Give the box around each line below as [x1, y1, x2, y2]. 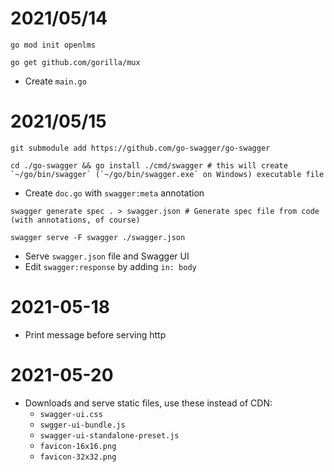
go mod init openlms [10, 40, 97, 50]
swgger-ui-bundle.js [39, 420, 126, 430]
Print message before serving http [24, 328, 167, 341]
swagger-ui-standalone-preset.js [39, 430, 180, 441]
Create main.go [24, 75, 87, 87]
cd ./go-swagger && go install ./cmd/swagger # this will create [10, 160, 288, 171]
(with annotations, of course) [10, 215, 141, 225]
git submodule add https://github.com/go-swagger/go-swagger [10, 143, 271, 153]
